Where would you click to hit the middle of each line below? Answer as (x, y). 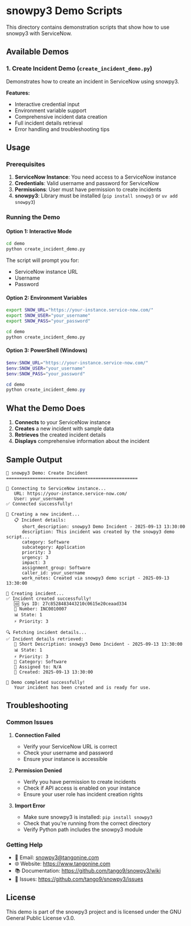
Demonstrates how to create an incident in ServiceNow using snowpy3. (93, 81)
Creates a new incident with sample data (64, 429)
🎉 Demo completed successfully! (46, 682)
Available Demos (38, 52)
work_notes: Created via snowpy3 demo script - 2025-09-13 (95, 578)
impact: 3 (33, 562)
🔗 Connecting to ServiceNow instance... (56, 488)
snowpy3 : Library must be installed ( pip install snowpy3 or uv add (96, 196)
